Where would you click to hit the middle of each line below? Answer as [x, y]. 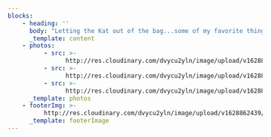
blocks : [21, 16]
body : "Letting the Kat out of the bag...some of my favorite [136, 31]
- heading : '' [46, 23]
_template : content [61, 38]
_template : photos [60, 98]
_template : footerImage [69, 121]
